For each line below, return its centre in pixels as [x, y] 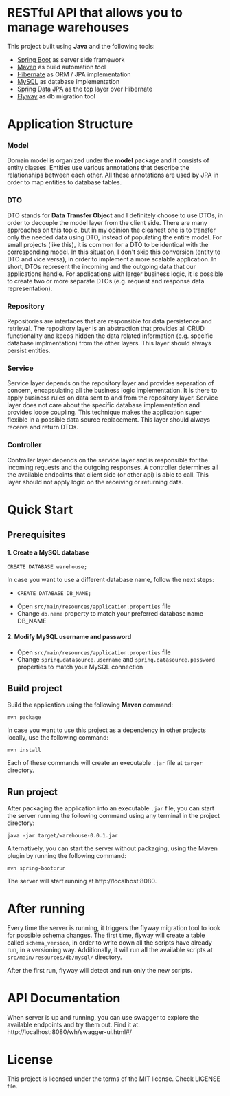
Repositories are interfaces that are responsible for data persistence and [110, 321]
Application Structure [70, 124]
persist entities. [29, 351]
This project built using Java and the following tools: [81, 46]
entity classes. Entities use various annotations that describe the [99, 168]
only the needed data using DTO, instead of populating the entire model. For [114, 237]
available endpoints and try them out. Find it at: [74, 1025]
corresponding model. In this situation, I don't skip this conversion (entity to [114, 252]
